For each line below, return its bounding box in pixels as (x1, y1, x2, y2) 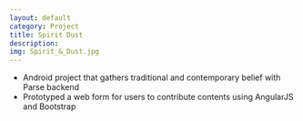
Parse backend (22, 82, 80, 93)
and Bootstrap (22, 101, 76, 112)
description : (9, 38, 59, 48)
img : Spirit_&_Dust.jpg (9, 47, 100, 56)
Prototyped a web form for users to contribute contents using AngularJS (22, 92, 294, 103)
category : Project (9, 22, 79, 31)
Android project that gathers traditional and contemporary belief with (22, 72, 281, 83)
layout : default (9, 13, 71, 23)
